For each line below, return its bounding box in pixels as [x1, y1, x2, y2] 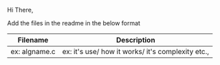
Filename [17, 36, 49, 44]
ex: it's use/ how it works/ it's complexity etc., [62, 47, 210, 56]
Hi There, [7, 6, 34, 14]
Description [115, 36, 156, 44]
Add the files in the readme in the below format [7, 19, 141, 27]
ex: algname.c [10, 47, 56, 56]
